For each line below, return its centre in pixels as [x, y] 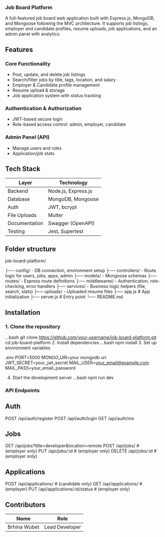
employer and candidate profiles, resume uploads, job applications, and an [81, 29]
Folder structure [31, 249]
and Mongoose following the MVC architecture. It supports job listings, [77, 23]
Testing [16, 231]
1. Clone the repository [33, 326]
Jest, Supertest [66, 231]
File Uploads [22, 215]
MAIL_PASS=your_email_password [40, 368]
